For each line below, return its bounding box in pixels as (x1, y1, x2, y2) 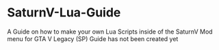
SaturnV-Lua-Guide (7, 5, 121, 21)
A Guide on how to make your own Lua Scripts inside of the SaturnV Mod (7, 27, 214, 36)
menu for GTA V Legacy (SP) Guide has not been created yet (7, 34, 179, 42)
